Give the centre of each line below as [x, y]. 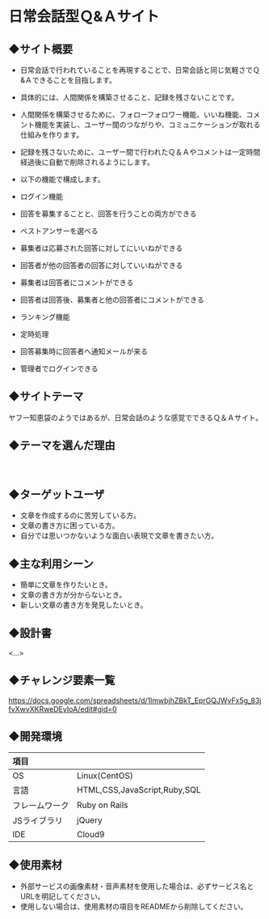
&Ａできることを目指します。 [68, 80]
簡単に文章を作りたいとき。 [66, 585]
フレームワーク [41, 805]
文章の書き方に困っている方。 [69, 525]
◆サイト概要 [41, 49]
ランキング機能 [45, 317]
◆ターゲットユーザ [57, 495]
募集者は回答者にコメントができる [77, 283]
